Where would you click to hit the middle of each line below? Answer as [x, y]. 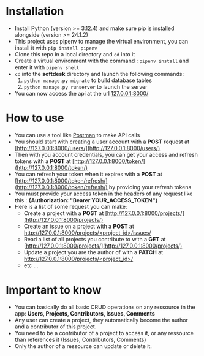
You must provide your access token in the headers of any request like [104, 194]
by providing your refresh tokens [150, 187]
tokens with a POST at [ [44, 161]
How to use [35, 118]
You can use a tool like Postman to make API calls [77, 135]
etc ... [31, 265]
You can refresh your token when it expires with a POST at [89, 174]
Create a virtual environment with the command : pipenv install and [102, 61]
